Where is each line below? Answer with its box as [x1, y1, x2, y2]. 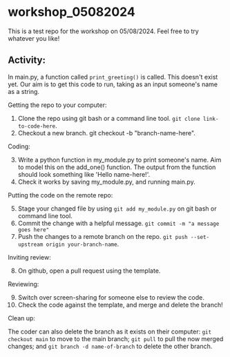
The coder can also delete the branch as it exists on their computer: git [8, 327, 212, 336]
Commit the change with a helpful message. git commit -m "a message [17, 219, 220, 227]
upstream [17, 241, 44, 248]
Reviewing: [8, 280, 39, 288]
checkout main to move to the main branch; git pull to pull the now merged [8, 334, 224, 342]
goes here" [17, 226, 50, 233]
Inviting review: [8, 253, 51, 261]
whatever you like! [8, 34, 60, 42]
